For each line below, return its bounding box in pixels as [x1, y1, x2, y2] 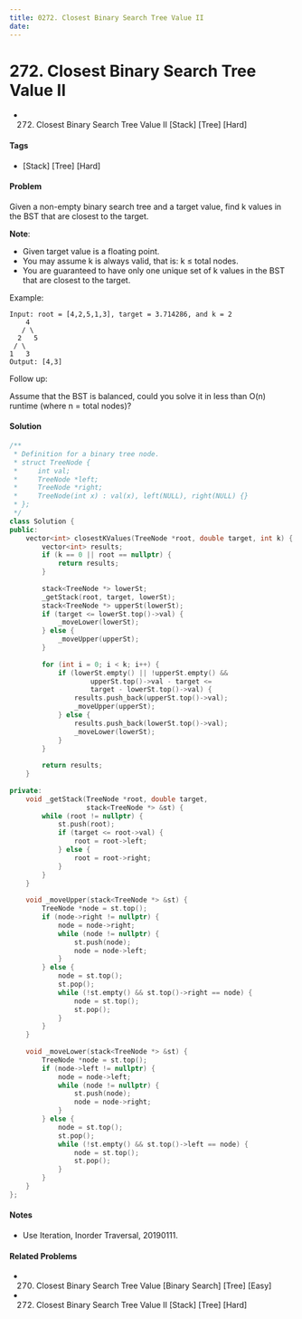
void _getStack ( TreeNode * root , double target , [25, 794, 208, 804]
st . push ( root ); [57, 820, 116, 829]
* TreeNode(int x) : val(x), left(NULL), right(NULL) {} [13, 492, 249, 501]
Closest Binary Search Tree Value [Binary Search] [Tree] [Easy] [35, 1280, 272, 1291]
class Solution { [9, 517, 75, 526]
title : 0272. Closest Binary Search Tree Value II [9, 13, 204, 23]
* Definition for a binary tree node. [13, 449, 160, 458]
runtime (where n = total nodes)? [9, 400, 132, 411]
